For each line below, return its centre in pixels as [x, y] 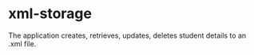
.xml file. [22, 43]
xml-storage [50, 14]
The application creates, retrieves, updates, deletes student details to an [127, 35]
